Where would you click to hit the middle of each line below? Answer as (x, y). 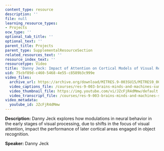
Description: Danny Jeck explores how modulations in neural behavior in (79, 118)
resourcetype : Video (26, 64)
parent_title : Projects (29, 46)
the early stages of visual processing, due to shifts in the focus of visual (77, 124)
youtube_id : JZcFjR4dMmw (35, 105)
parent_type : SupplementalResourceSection (49, 50)
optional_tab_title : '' (29, 37)
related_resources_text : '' (34, 55)
